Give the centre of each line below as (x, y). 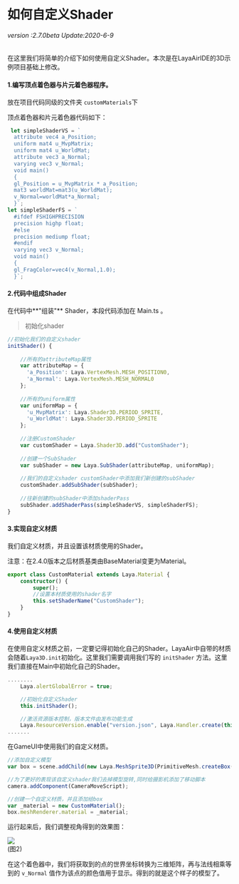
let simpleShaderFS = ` (43, 210)
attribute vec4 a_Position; (55, 137)
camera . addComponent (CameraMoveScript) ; (68, 786)
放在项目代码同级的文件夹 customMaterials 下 (73, 102)
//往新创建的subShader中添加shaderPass (75, 498)
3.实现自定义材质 (32, 529)
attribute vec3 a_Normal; (52, 158)
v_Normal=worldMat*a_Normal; (57, 197)
